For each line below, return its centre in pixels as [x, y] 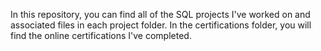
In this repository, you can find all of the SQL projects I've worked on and [160, 14]
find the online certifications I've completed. [101, 35]
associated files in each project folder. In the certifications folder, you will [161, 25]
